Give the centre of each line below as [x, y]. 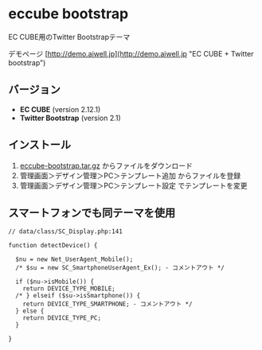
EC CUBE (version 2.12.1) [60, 109]
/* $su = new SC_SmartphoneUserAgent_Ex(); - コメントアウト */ [120, 268]
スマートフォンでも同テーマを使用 [92, 213]
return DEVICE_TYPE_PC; [62, 318]
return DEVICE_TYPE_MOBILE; [69, 289]
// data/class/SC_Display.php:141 [66, 231]
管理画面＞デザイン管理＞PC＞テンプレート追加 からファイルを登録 [130, 175]
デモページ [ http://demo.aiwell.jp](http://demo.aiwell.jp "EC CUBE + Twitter [131, 53]
